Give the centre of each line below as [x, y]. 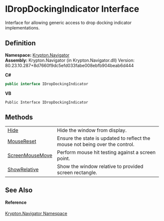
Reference [16, 202]
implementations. [22, 27]
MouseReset [22, 142]
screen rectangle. [77, 172]
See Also [19, 190]
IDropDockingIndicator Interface [72, 9]
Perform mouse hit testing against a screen [106, 152]
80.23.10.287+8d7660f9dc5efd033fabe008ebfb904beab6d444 [70, 65]
